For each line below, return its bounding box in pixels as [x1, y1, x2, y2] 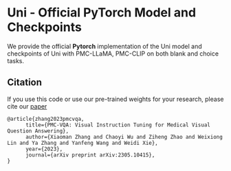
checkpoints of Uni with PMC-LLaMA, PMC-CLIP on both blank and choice [7, 49, 219, 58]
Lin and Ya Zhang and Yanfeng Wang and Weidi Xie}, [7, 139, 158, 146]
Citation [7, 77, 43, 89]
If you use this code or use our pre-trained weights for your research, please [7, 95, 224, 103]
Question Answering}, [7, 127, 69, 135]
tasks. [7, 56, 25, 65]
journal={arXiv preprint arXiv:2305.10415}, [25, 151, 155, 159]
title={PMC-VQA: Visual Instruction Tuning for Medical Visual [25, 122, 211, 128]
